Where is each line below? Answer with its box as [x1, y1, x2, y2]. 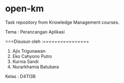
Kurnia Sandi [12, 58, 39, 64]
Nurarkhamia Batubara [12, 64, 59, 70]
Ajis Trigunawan [12, 48, 46, 54]
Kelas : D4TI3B [5, 73, 36, 79]
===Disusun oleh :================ [5, 38, 90, 44]
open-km [5, 3, 44, 14]
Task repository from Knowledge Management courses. [5, 19, 120, 25]
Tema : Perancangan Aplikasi [5, 29, 65, 35]
